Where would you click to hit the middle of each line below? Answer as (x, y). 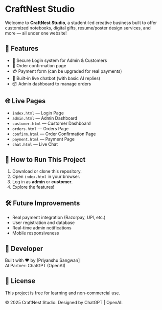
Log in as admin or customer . (42, 182)
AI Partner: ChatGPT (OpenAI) (35, 266)
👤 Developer (24, 248)
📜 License (20, 281)
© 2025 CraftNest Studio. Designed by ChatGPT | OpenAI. (64, 302)
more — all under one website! (36, 33)
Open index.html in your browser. (46, 177)
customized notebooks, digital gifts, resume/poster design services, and (78, 28)
